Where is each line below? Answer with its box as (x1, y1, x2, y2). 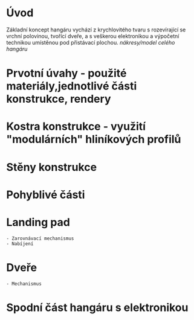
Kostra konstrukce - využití (6, 120, 146, 133)
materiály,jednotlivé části (6, 79, 137, 93)
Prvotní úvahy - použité (6, 66, 127, 80)
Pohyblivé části (6, 188, 85, 202)
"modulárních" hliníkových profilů (6, 133, 181, 146)
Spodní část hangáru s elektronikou (6, 301, 189, 314)
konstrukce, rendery (6, 92, 111, 106)
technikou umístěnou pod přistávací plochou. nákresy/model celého (6, 39, 175, 46)
